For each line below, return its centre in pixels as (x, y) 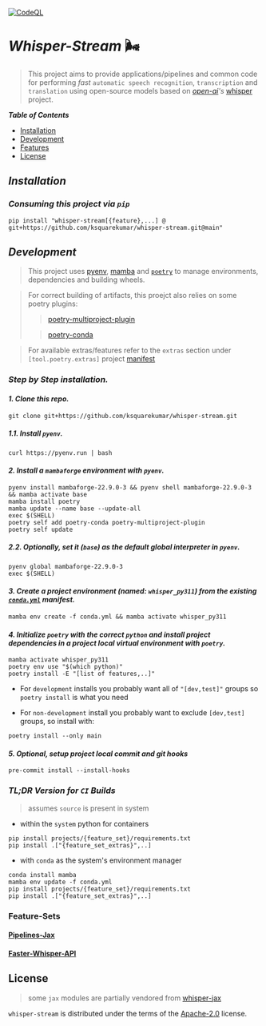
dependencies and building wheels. (86, 280)
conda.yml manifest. (42, 600)
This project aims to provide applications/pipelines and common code (143, 74)
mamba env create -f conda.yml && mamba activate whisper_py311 (117, 617)
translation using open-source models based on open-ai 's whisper (140, 91)
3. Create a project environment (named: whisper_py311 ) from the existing (133, 591)
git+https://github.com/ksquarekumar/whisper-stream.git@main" (116, 227)
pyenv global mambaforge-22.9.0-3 (66, 566)
